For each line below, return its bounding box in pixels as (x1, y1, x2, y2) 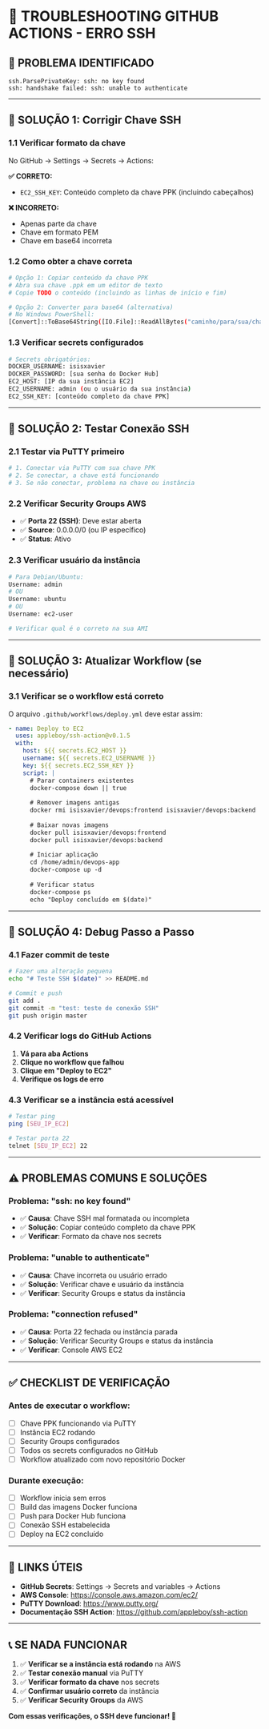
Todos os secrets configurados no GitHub (19, 1445, 159, 1455)
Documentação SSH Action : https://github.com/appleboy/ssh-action (19, 1607, 248, 1617)
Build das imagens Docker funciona (19, 1502, 138, 1512)
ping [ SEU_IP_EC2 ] (8, 1120, 70, 1128)
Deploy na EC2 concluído (19, 1529, 104, 1539)
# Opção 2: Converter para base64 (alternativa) (8, 303, 174, 311)
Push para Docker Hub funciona (19, 1511, 126, 1521)
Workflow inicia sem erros (19, 1493, 106, 1503)
